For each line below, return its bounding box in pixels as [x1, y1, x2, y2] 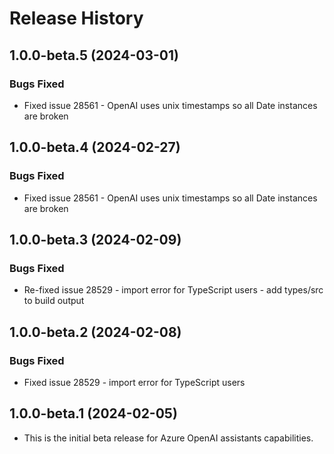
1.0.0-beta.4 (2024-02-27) [9, 139, 181, 156]
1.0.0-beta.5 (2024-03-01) [9, 47, 179, 64]
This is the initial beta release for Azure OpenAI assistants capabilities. [23, 432, 314, 444]
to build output [23, 295, 85, 307]
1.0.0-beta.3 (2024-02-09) [9, 231, 182, 248]
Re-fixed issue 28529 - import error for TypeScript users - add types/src [23, 284, 324, 296]
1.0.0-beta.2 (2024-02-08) [9, 323, 182, 341]
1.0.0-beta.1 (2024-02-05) [9, 405, 178, 422]
